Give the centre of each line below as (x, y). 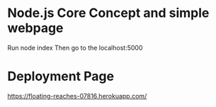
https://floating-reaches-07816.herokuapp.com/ (77, 96)
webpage (35, 28)
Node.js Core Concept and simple (108, 13)
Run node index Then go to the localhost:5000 (75, 47)
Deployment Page (61, 77)
